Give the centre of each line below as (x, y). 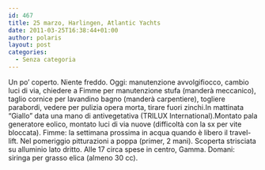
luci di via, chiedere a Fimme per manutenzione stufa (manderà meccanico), (132, 90)
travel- (240, 132)
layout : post (30, 45)
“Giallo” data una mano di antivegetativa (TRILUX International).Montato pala (133, 115)
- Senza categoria (46, 60)
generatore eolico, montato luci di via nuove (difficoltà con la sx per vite (125, 124)
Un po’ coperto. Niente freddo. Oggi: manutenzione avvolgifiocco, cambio (129, 82)
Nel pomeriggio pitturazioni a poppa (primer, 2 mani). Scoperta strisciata (138, 141)
